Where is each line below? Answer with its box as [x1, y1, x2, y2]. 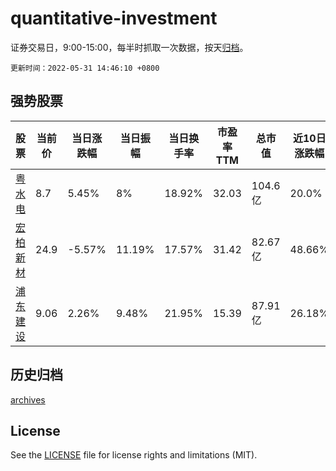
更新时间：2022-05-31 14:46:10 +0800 [10, 63, 160, 73]
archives [10, 393, 46, 406]
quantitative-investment [10, 7, 218, 30]
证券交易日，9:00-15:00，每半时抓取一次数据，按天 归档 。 [10, 41, 249, 53]
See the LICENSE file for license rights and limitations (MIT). [10, 449, 258, 461]
